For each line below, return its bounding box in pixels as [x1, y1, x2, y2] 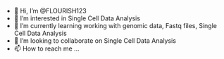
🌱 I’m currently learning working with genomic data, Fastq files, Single [13, 22, 217, 29]
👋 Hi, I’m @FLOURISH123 [13, 7, 87, 15]
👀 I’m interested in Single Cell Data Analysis [13, 14, 141, 22]
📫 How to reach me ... [13, 44, 80, 53]
